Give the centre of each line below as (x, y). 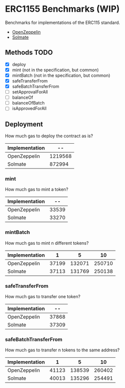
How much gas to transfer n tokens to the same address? (62, 350)
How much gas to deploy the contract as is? (49, 136)
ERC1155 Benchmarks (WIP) (62, 9)
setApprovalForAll (30, 92)
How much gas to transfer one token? (43, 297)
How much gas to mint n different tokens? (47, 243)
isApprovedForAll (29, 108)
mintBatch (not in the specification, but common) (61, 75)
